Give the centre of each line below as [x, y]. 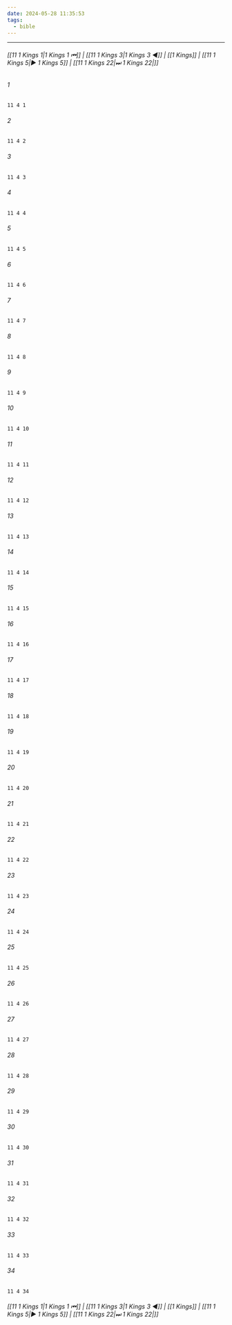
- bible [25, 26]
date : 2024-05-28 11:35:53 [46, 13]
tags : [15, 20]
